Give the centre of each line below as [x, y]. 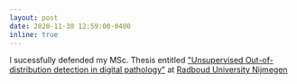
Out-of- [259, 61]
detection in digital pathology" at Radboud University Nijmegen [171, 70]
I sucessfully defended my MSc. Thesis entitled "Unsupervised [126, 61]
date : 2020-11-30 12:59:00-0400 [70, 26]
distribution [31, 70]
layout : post [34, 18]
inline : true [34, 34]
